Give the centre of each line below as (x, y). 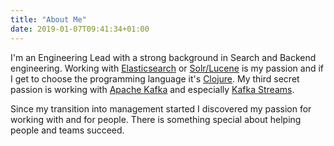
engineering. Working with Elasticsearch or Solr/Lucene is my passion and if (167, 68)
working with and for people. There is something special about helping (156, 119)
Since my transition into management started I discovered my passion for (161, 108)
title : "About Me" (48, 19)
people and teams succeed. (67, 130)
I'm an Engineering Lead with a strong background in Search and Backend (163, 57)
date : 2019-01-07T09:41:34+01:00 (80, 29)
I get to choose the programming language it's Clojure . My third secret (155, 78)
